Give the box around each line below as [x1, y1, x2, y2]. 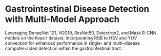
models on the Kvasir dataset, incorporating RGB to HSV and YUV [5, 35, 138, 41]
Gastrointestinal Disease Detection [5, 3, 150, 15]
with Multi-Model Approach [5, 14, 120, 25]
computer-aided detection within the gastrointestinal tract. [5, 45, 122, 51]
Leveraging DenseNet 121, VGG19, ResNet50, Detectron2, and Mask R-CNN [5, 30, 157, 36]
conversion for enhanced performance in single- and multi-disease [5, 40, 140, 46]
